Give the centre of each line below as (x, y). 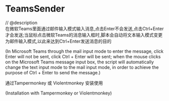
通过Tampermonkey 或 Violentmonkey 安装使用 (54, 83)
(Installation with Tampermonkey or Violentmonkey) (59, 93)
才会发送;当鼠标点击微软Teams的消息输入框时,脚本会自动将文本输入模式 (80, 35)
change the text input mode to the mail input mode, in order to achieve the (82, 67)
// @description (21, 23)
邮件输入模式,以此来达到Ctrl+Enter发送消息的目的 (60, 41)
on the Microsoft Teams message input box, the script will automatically (80, 62)
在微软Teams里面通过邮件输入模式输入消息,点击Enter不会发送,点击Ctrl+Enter (84, 29)
